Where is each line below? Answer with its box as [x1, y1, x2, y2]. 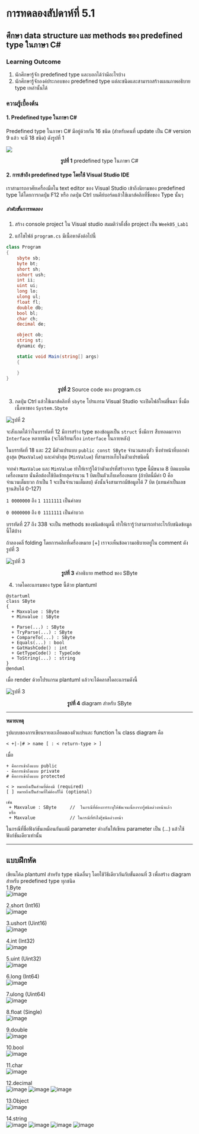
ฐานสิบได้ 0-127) [6, 485, 41, 492]
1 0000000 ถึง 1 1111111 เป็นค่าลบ [6, 497, 81, 504]
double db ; [17, 304, 44, 311]
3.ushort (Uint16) [6, 920, 47, 927]
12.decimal [6, 1080, 33, 1087]
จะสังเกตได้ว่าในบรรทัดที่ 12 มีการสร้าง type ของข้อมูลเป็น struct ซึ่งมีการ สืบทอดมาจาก [6, 428, 181, 435]
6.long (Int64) [6, 973, 40, 980]
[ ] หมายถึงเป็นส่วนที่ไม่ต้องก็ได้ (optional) [6, 789, 93, 795]
